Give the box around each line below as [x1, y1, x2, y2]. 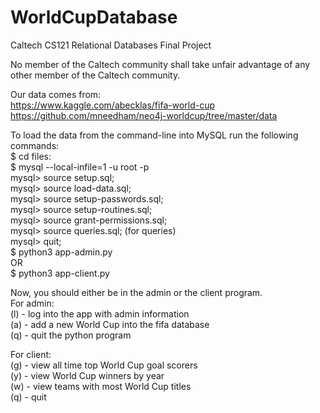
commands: [10, 139, 60, 151]
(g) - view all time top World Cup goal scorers [10, 359, 198, 371]
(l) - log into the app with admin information [10, 307, 190, 320]
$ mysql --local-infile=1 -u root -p [10, 161, 150, 173]
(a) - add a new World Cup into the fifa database [10, 318, 210, 330]
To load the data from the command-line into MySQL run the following [10, 129, 299, 141]
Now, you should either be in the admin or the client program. [10, 286, 263, 298]
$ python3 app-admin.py [10, 246, 113, 258]
